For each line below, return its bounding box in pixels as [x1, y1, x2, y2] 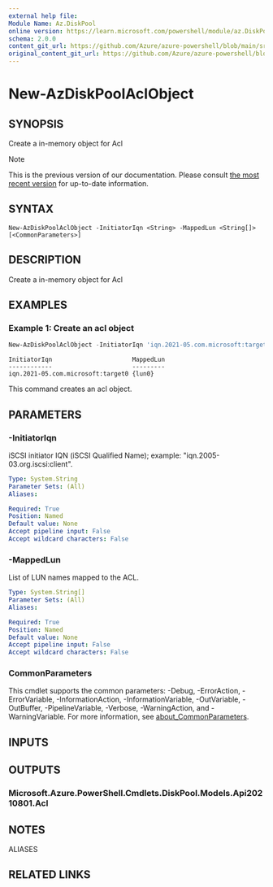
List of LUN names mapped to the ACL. [8, 572, 140, 582]
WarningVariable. [8, 712, 67, 722]
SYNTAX [8, 202, 54, 216]
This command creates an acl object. [8, 384, 132, 394]
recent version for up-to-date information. [8, 179, 149, 188]
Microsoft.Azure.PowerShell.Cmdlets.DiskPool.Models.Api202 [8, 788, 263, 799]
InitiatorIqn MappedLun [8, 355, 165, 364]
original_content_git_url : [8, 50, 100, 58]
